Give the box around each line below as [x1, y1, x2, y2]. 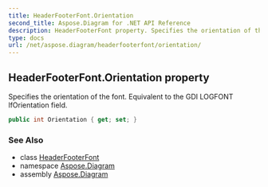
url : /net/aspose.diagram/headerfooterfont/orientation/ [8, 41, 202, 49]
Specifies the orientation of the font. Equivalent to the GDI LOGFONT [8, 92, 234, 101]
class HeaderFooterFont [19, 153, 100, 162]
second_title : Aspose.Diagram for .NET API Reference [8, 19, 191, 27]
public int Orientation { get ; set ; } [8, 115, 137, 123]
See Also [8, 134, 44, 146]
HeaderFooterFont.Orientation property [8, 71, 210, 84]
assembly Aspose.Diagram [19, 169, 108, 179]
